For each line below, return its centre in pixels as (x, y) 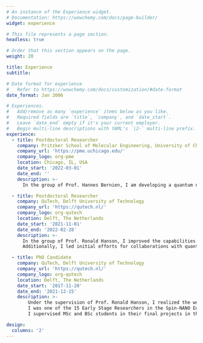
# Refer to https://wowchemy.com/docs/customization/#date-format (94, 89)
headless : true (25, 40)
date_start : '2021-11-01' (50, 224)
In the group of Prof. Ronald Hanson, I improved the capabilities (109, 241)
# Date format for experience (44, 84)
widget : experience (31, 23)
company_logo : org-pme (46, 157)
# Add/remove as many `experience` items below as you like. (88, 112)
